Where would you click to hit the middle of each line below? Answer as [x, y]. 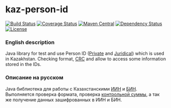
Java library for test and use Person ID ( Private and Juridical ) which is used [85, 53]
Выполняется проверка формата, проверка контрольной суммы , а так [82, 94]
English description [30, 42]
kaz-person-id [37, 9]
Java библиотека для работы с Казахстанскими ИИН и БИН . [71, 89]
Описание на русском [34, 78]
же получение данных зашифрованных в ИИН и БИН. [63, 100]
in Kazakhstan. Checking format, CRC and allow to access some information [86, 59]
